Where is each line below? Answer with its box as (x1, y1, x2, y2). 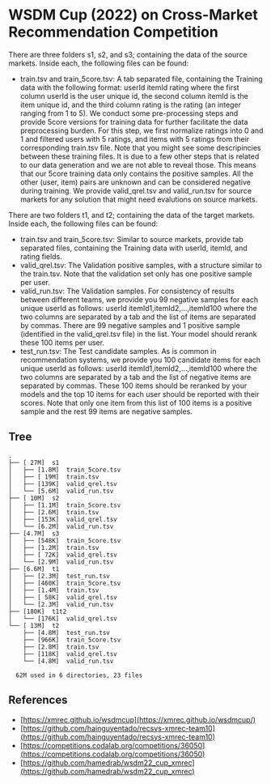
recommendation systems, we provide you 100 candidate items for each (19, 355, 261, 364)
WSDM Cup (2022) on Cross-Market (8, 6, 259, 24)
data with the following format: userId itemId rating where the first (19, 83, 240, 92)
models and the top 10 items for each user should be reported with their (19, 389, 260, 398)
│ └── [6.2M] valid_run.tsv (8, 522, 114, 530)
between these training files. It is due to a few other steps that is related (19, 151, 260, 161)
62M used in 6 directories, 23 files (15, 671, 143, 680)
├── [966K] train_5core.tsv (23, 636, 121, 644)
